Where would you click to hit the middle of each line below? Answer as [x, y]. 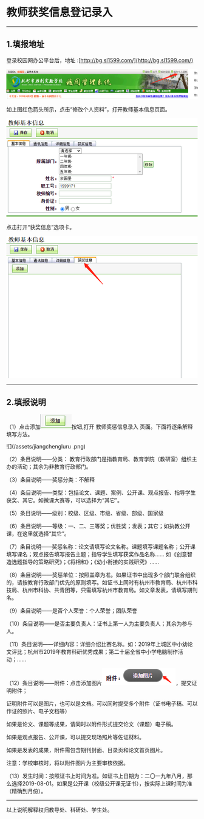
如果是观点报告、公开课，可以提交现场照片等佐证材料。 [75, 737]
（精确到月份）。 [26, 791]
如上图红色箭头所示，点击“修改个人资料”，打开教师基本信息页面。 [89, 110]
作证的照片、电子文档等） [38, 711]
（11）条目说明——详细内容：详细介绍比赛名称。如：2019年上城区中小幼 [97, 644]
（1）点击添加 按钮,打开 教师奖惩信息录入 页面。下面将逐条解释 [100, 427]
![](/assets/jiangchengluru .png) [46, 446]
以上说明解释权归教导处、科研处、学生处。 [59, 810]
